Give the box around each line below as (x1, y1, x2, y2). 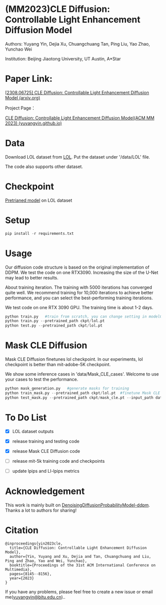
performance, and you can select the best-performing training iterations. (5, 295, 153, 301)
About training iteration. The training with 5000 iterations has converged (5, 284, 152, 290)
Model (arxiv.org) (5, 95, 41, 101)
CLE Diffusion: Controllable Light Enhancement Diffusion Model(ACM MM (5, 115, 155, 121)
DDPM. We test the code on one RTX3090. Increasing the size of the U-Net (5, 269, 159, 275)
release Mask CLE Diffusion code (12, 448, 81, 454)
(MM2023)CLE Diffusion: (5, 3, 110, 15)
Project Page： (5, 105, 36, 111)
